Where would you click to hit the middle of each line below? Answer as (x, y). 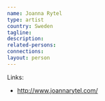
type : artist (26, 20)
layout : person (29, 58)
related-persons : (32, 45)
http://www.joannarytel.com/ (57, 90)
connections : (26, 52)
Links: (15, 77)
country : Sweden (30, 26)
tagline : (19, 32)
